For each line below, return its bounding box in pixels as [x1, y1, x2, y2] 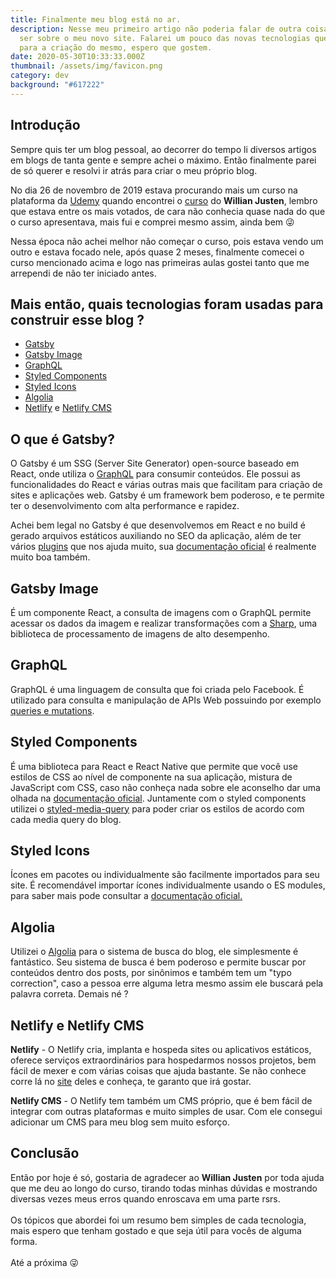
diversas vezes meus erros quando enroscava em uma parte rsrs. [10, 1192, 281, 1205]
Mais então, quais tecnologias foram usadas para [10, 296, 324, 313]
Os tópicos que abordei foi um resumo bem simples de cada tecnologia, [10, 1214, 307, 1226]
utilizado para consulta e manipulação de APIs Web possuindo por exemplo [10, 694, 322, 706]
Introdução [10, 117, 81, 134]
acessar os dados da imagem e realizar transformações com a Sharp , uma [10, 617, 318, 629]
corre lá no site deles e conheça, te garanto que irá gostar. [10, 1076, 252, 1088]
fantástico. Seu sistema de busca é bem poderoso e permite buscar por [10, 956, 307, 968]
